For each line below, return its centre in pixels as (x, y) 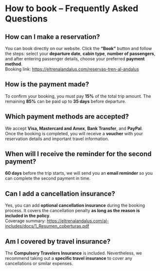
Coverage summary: (26, 221)
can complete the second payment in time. (48, 179)
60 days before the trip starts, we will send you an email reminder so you (79, 173)
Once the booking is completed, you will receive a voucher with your (74, 133)
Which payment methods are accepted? (67, 117)
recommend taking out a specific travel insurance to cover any (69, 258)
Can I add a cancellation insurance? (60, 193)
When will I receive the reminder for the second (78, 154)
